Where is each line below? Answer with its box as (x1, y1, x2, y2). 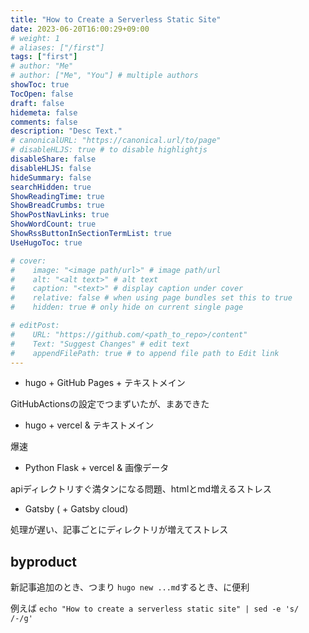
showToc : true (10, 80, 70, 90)
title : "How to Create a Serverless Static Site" (10, 14, 222, 25)
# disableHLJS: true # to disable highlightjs (10, 145, 208, 155)
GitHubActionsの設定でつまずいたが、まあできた (10, 398, 210, 410)
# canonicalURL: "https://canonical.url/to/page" (10, 136, 222, 146)
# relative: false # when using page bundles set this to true (10, 293, 293, 303)
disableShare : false (10, 154, 97, 164)
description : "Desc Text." (10, 126, 123, 136)
